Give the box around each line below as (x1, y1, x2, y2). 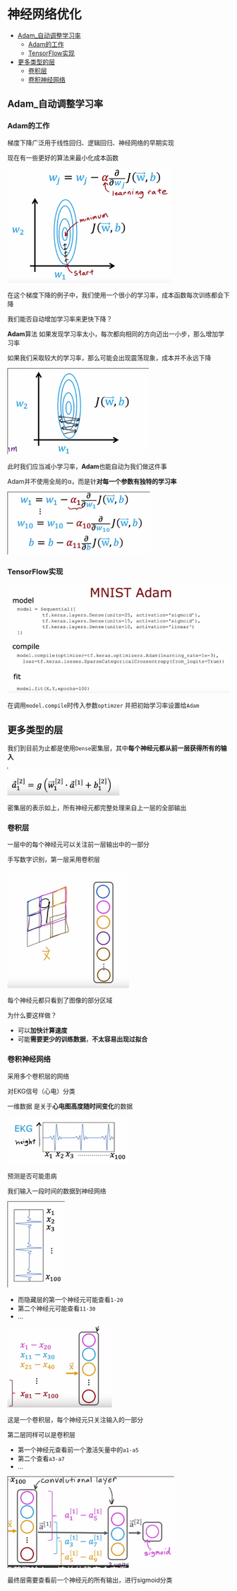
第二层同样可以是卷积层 (7, 1430, 75, 1438)
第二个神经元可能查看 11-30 (17, 1304, 96, 1313)
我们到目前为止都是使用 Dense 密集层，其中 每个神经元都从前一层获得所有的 (7, 744, 221, 752)
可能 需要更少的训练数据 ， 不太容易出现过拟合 (17, 1035, 148, 1043)
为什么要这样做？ (7, 1011, 57, 1019)
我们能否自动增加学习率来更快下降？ (7, 314, 113, 323)
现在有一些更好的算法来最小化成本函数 (7, 153, 119, 162)
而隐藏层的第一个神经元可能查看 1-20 (17, 1295, 123, 1303)
